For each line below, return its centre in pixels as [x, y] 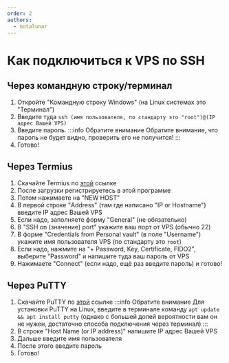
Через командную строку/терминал [90, 86]
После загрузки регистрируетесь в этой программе [94, 191]
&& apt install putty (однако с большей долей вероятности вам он [117, 317]
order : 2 [20, 13]
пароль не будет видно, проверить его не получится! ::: [99, 138]
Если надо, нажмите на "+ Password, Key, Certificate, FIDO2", [106, 249]
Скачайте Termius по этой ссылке [67, 183]
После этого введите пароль [59, 346]
